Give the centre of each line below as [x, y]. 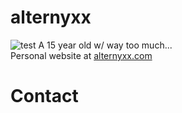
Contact [44, 96]
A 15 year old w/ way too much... [105, 45]
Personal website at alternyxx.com [81, 55]
